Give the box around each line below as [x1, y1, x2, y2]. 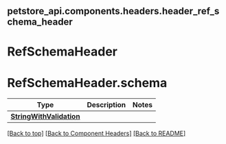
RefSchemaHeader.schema [7, 75, 168, 91]
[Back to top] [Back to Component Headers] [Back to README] [7, 129, 186, 137]
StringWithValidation [10, 111, 80, 121]
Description [87, 99, 126, 109]
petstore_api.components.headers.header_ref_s [7, 5, 220, 17]
